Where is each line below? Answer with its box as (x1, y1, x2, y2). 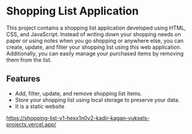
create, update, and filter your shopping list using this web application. (6, 43, 182, 51)
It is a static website (14, 103, 65, 110)
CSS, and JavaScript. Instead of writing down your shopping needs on (6, 30, 181, 37)
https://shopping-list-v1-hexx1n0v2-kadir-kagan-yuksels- (6, 114, 150, 121)
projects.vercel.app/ (6, 121, 56, 128)
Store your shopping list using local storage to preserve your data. (14, 96, 180, 103)
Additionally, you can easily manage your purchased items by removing (6, 49, 184, 57)
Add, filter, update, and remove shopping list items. (14, 89, 142, 97)
